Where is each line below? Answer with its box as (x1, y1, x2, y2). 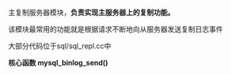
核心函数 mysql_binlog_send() (8, 58, 108, 67)
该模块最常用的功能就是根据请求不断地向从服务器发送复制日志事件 (8, 24, 223, 34)
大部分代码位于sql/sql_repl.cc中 (8, 41, 112, 51)
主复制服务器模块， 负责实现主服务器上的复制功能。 (8, 8, 175, 17)
